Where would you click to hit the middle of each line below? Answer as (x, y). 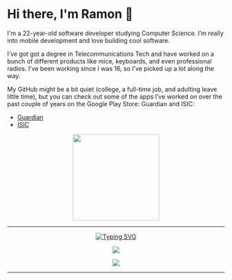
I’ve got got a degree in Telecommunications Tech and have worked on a (110, 54)
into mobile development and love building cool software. (89, 40)
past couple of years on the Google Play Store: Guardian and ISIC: (101, 103)
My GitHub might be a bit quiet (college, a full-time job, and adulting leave (112, 89)
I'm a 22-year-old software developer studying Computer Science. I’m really (116, 33)
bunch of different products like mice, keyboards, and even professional (109, 61)
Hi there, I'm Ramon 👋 (70, 14)
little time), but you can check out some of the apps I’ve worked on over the (115, 97)
